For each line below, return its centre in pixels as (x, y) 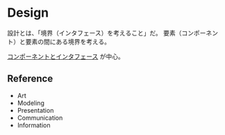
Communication (40, 118)
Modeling (31, 103)
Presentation (35, 110)
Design (28, 13)
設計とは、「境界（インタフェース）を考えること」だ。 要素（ (94, 33)
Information (34, 125)
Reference (30, 79)
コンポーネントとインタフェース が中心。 (66, 56)
